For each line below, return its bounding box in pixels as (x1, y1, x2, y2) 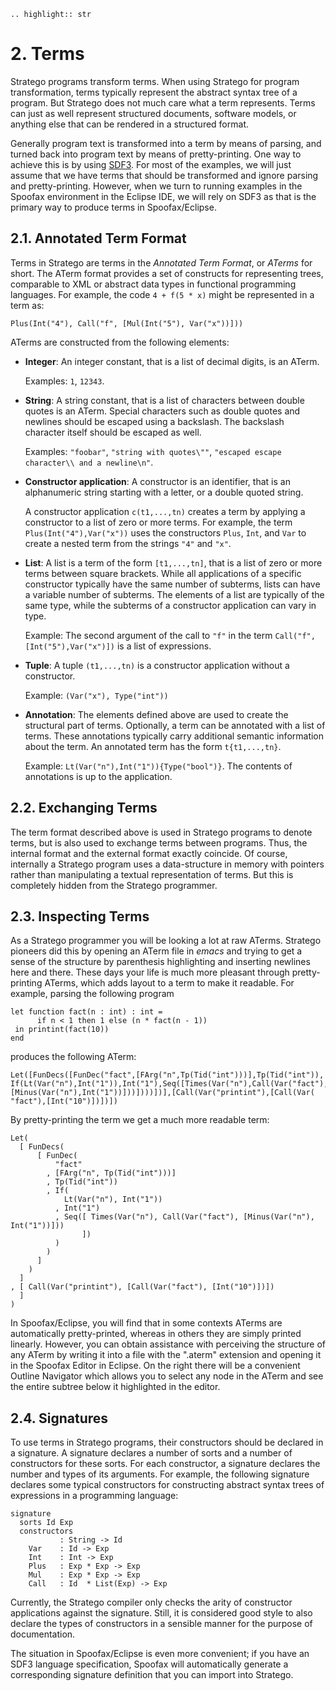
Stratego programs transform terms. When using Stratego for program (10, 75, 300, 87)
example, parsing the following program (10, 988, 175, 1000)
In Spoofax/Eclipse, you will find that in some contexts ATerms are (10, 1317, 283, 1329)
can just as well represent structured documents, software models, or (10, 107, 297, 119)
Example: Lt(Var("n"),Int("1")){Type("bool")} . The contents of (24, 760, 293, 772)
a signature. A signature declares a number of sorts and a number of (10, 1447, 293, 1459)
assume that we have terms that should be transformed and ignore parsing (10, 169, 319, 181)
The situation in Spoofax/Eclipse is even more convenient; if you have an (10, 1648, 310, 1660)
